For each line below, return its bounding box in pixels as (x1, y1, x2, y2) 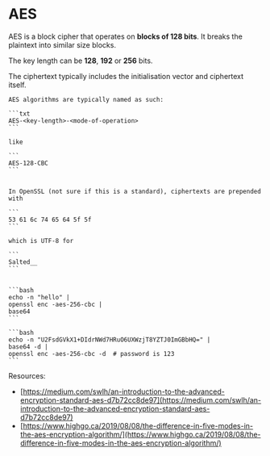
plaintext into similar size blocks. (8, 40, 117, 49)
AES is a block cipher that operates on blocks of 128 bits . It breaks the (8, 31, 243, 41)
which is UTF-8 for (8, 236, 74, 245)
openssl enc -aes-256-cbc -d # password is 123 (8, 349, 175, 358)
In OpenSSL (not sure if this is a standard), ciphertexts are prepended (8, 187, 262, 195)
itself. (8, 80, 27, 90)
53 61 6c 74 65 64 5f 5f (8, 215, 92, 224)
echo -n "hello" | (8, 293, 70, 301)
